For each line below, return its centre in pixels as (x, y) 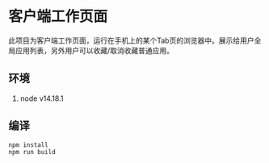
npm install (28, 145)
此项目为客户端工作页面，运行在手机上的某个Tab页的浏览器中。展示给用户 (131, 40)
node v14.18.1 (42, 98)
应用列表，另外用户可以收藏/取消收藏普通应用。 (95, 50)
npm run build (32, 152)
